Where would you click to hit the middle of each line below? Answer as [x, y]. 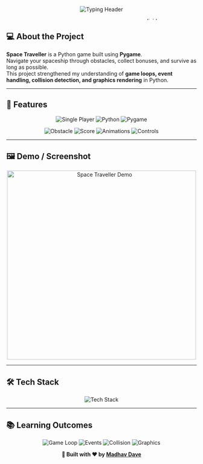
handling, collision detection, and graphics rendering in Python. [88, 80]
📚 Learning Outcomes [50, 425]
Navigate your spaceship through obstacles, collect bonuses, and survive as [101, 60]
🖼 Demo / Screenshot [49, 156]
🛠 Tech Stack [33, 382]
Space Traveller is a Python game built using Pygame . [74, 54]
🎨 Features [27, 105]
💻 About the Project [45, 37]
